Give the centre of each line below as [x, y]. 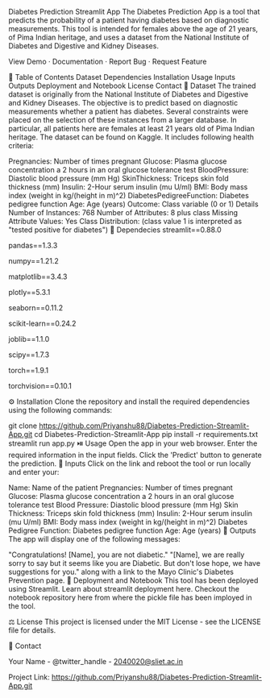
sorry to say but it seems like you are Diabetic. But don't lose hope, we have [134, 563]
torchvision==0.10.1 [40, 386]
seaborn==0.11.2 [36, 308]
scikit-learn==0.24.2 [42, 323]
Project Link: [29, 677]
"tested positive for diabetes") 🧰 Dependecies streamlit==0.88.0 [115, 230]
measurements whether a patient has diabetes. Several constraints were [129, 111]
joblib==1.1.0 [29, 339]
